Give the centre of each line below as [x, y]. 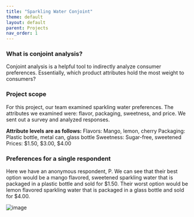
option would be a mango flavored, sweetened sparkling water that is [90, 178]
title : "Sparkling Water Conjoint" [50, 11]
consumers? [21, 79]
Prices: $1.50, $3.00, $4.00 [39, 143]
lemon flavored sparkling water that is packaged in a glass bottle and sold [95, 190]
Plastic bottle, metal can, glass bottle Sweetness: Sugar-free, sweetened [94, 137]
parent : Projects [27, 28]
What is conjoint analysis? [45, 54]
